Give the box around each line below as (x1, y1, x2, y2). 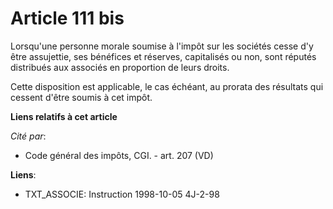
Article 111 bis (10, 7, 125, 30)
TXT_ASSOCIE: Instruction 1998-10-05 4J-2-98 (24, 188, 220, 200)
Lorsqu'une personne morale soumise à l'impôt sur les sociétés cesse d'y (10, 40, 314, 52)
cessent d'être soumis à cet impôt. (10, 91, 153, 103)
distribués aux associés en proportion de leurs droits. (10, 61, 230, 73)
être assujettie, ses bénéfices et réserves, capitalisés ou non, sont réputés (10, 50, 317, 62)
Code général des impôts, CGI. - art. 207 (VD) (24, 149, 214, 161)
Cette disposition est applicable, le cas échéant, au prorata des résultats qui (10, 80, 324, 92)
